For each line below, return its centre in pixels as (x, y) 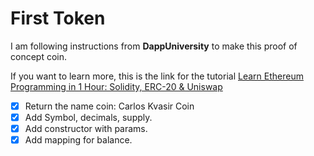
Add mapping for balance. (78, 140)
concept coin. (39, 56)
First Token (58, 18)
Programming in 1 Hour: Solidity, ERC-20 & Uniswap (116, 86)
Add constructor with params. (86, 129)
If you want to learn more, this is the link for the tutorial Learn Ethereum (157, 76)
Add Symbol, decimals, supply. (88, 117)
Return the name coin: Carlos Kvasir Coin (109, 106)
